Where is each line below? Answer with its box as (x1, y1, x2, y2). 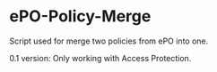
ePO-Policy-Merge (9, 6, 152, 27)
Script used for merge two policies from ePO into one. (9, 36, 209, 46)
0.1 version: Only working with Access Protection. (9, 52, 192, 63)
